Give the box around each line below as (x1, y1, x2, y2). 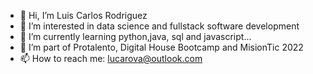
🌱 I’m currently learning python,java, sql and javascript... (19, 31, 252, 42)
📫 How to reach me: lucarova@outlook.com (19, 53, 203, 64)
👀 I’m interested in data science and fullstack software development (19, 20, 300, 32)
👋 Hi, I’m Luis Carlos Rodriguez (19, 10, 148, 21)
